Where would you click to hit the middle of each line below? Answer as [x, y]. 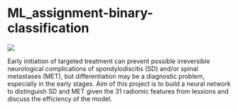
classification [48, 28]
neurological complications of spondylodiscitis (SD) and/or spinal [103, 68]
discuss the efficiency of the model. [60, 99]
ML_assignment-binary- [80, 13]
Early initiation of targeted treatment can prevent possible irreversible [109, 61]
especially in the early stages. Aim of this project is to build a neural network [119, 84]
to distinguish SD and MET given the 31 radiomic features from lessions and [118, 91]
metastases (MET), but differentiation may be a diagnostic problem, [106, 76]
